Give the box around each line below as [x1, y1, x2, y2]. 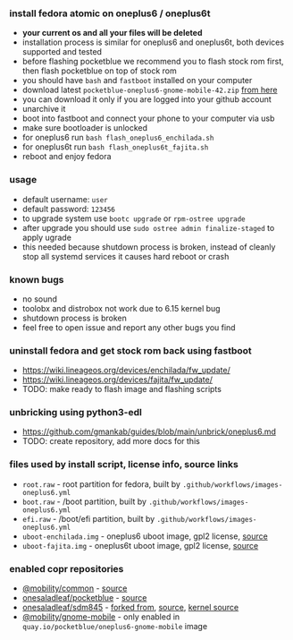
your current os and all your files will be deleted [21, 28, 203, 38]
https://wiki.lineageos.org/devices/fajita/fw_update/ [21, 374, 213, 385]
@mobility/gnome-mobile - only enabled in [21, 611, 180, 622]
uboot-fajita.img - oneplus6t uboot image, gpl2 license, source [21, 540, 259, 550]
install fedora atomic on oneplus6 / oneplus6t [9, 7, 211, 20]
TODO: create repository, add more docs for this [21, 436, 201, 447]
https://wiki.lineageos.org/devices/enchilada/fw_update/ [21, 365, 230, 376]
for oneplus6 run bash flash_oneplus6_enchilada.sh [21, 132, 214, 143]
